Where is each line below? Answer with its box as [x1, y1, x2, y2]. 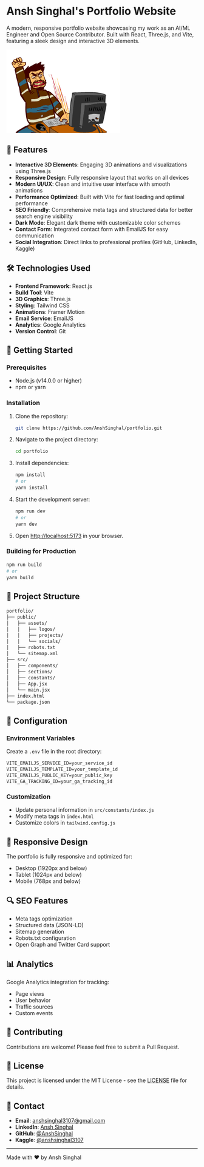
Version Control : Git [15, 327, 66, 335]
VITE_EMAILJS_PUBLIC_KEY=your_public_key [6, 772, 113, 778]
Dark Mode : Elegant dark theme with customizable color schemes [15, 219, 181, 226]
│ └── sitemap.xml [6, 651, 59, 657]
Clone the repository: [15, 412, 69, 420]
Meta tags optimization [15, 915, 73, 922]
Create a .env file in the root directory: [6, 747, 102, 755]
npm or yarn [15, 384, 46, 391]
